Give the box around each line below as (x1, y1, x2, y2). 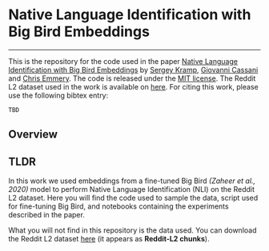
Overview (8, 128, 58, 141)
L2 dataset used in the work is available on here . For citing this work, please (8, 82, 259, 91)
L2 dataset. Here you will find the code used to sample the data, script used (8, 193, 259, 203)
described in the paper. (8, 210, 86, 220)
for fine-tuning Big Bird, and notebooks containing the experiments (8, 201, 230, 211)
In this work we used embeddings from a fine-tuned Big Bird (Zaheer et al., (8, 176, 256, 185)
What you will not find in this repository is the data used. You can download (8, 225, 257, 235)
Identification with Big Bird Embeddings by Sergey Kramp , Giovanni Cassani (8, 65, 259, 74)
